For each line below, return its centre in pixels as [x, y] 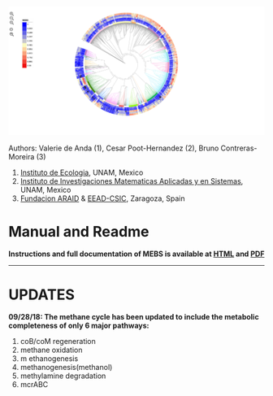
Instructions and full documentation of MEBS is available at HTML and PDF [136, 254]
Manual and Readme [79, 231]
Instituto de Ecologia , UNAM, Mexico [82, 172]
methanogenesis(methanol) [66, 368]
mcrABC [34, 385]
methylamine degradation [63, 376]
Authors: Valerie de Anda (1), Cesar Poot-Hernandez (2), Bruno [114, 148]
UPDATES [42, 294]
